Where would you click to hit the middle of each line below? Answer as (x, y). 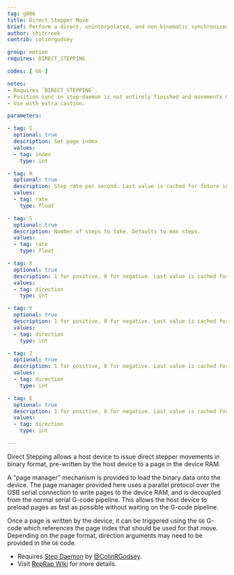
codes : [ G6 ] (28, 71)
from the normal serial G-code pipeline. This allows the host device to (107, 500)
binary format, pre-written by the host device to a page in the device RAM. (114, 463)
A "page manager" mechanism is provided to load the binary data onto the (114, 477)
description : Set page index (56, 141)
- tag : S (20, 218)
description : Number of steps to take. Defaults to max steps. (107, 231)
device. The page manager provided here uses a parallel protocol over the (114, 484)
